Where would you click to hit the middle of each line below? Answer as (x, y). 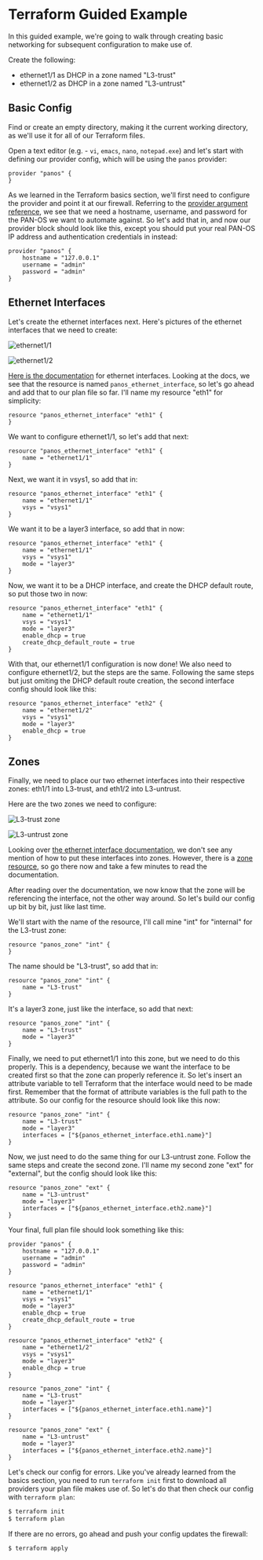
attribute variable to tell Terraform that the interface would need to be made (130, 1084)
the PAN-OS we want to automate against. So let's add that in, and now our (130, 220)
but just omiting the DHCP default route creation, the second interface (121, 681)
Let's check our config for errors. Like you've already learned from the (122, 1472)
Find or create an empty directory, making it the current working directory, (128, 127)
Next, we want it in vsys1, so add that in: (73, 479)
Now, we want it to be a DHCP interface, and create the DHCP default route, (131, 585)
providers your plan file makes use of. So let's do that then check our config (131, 1489)
